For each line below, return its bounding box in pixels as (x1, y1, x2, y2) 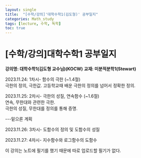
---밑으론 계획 (5, 116, 33, 122)
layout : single (5, 7, 37, 12)
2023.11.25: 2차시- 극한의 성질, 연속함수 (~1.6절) (5, 93, 100, 99)
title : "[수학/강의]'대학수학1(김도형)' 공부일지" (5, 12, 98, 17)
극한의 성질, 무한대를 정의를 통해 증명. (5, 105, 78, 111)
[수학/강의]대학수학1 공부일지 (5, 49, 117, 60)
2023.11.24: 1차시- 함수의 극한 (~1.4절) (5, 76, 81, 82)
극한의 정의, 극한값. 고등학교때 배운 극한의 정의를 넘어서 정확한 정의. (5, 83, 136, 89)
